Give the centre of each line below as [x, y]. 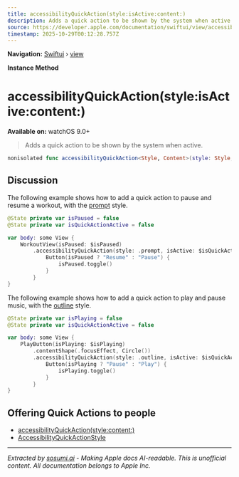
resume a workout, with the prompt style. [68, 205]
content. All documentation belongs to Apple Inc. [79, 466]
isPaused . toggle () [85, 264]
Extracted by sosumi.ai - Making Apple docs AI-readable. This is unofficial [117, 458]
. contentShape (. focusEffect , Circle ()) [92, 351]
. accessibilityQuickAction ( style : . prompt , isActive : [114, 251]
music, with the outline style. [49, 305]
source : [19, 27]
